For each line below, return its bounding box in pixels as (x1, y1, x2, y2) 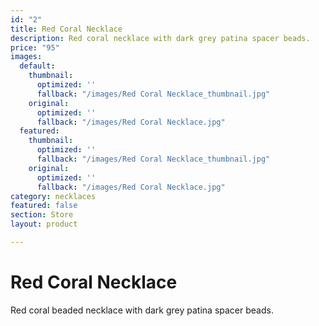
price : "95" (10, 42, 60, 53)
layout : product (10, 219, 78, 230)
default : (19, 61, 56, 71)
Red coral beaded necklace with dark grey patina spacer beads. (10, 304, 274, 316)
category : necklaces (10, 191, 97, 201)
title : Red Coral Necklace (10, 24, 123, 34)
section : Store (10, 210, 74, 220)
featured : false (10, 201, 78, 211)
